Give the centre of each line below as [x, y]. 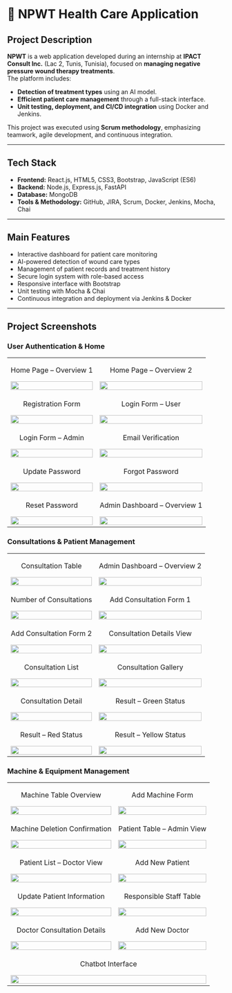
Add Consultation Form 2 [51, 633]
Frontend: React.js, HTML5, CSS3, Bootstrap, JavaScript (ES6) [107, 179]
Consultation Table [51, 565]
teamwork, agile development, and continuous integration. [90, 135]
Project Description [50, 40]
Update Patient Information [61, 896]
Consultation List [51, 667]
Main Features [39, 237]
